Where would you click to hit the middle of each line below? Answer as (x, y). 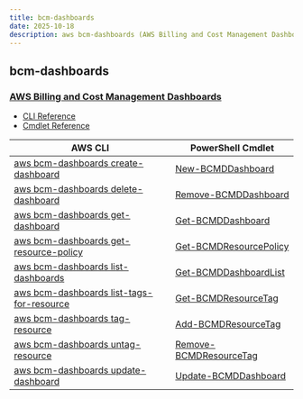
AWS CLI (90, 148)
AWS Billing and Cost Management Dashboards (116, 96)
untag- (126, 345)
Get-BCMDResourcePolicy (232, 247)
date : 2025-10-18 (42, 26)
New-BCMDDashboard (225, 169)
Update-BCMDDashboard (231, 376)
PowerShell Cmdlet (232, 148)
